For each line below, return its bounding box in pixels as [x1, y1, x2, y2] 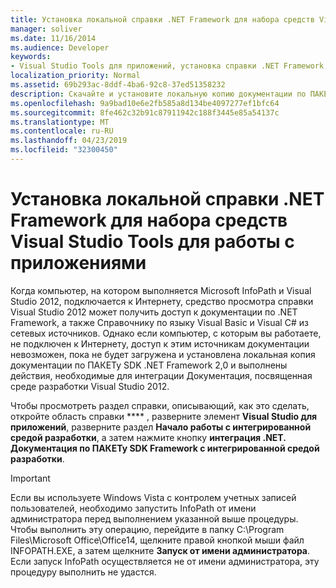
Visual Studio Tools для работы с [10, 231, 295, 253]
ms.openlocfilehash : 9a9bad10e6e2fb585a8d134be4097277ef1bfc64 [10, 98, 280, 108]
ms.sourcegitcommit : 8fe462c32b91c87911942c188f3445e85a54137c [10, 107, 280, 118]
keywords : [10, 52, 52, 62]
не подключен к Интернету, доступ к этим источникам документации [10, 337, 310, 350]
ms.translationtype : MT [10, 117, 110, 127]
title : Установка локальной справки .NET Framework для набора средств [10, 14, 315, 25]
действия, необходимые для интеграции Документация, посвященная [10, 369, 313, 381]
